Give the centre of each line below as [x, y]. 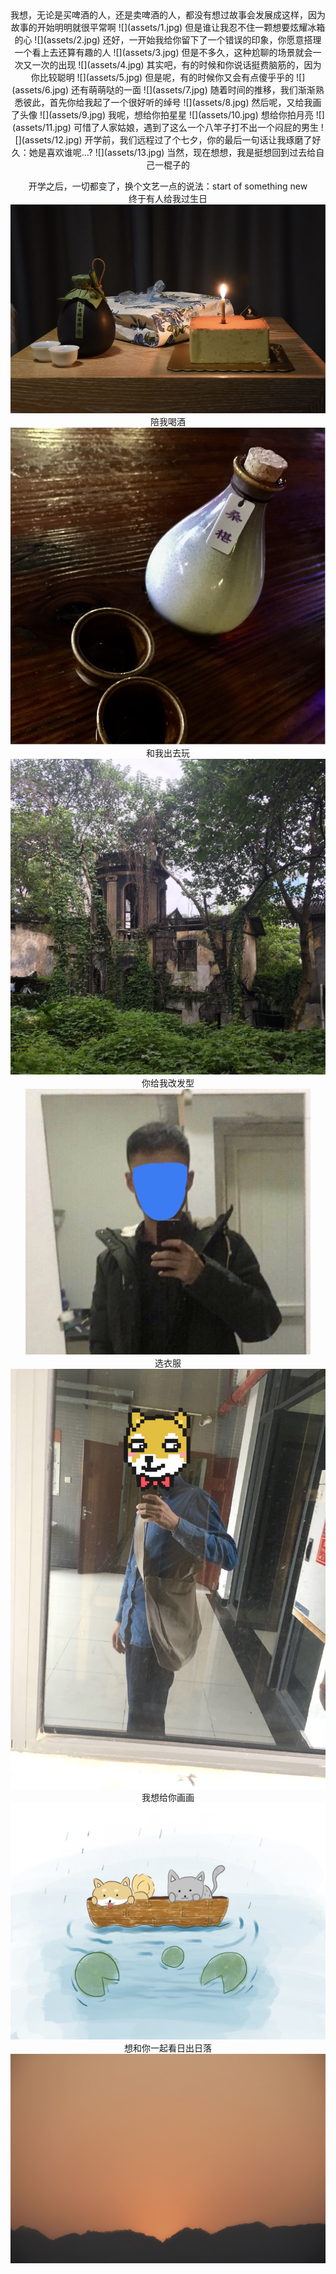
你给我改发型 [168, 1083]
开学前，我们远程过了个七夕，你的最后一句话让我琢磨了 [198, 140]
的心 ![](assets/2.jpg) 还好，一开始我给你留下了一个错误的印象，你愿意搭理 [168, 40]
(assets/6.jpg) [40, 90]
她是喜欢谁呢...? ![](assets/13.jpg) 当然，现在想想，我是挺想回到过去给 [172, 152]
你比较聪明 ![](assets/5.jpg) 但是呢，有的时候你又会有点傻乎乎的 [162, 77]
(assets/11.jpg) [42, 127]
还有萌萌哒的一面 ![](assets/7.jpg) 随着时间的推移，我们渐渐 [193, 90]
